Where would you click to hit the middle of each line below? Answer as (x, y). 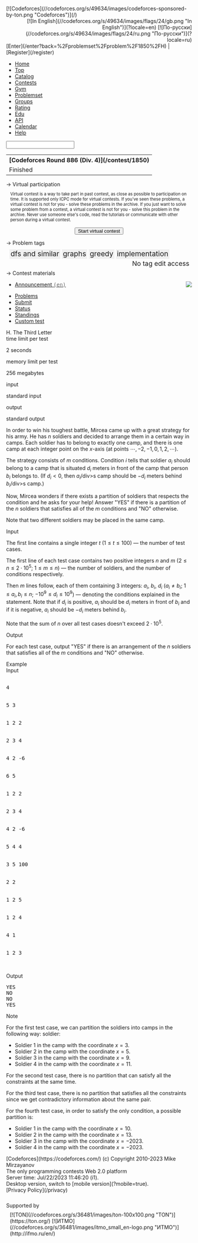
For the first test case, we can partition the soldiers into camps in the (90, 1027)
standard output (26, 419)
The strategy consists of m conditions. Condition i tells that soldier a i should (98, 461)
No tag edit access (161, 264)
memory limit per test (32, 361)
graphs (75, 254)
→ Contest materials (31, 273)
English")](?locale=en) (129, 27)
